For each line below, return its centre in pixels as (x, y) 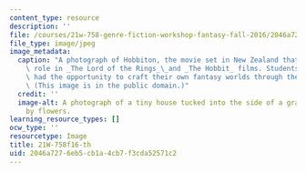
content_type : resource (55, 18)
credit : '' (38, 94)
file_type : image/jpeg (52, 43)
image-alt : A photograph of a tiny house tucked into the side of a (150, 102)
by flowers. (48, 111)
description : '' (40, 26)
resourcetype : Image (49, 137)
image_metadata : (40, 52)
